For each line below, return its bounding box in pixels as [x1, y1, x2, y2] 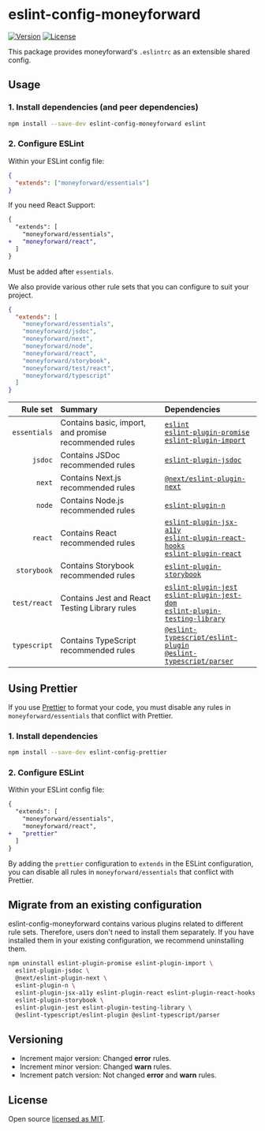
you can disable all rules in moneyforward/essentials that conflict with [8, 867, 234, 876]
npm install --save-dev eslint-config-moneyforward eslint [8, 120, 207, 128]
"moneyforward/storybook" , [22, 356, 111, 364]
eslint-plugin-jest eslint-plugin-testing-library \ [15, 1003, 192, 1011]
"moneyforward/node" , [22, 342, 93, 350]
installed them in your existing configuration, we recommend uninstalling [8, 936, 244, 946]
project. [8, 290, 34, 300]
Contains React [60, 528, 117, 539]
